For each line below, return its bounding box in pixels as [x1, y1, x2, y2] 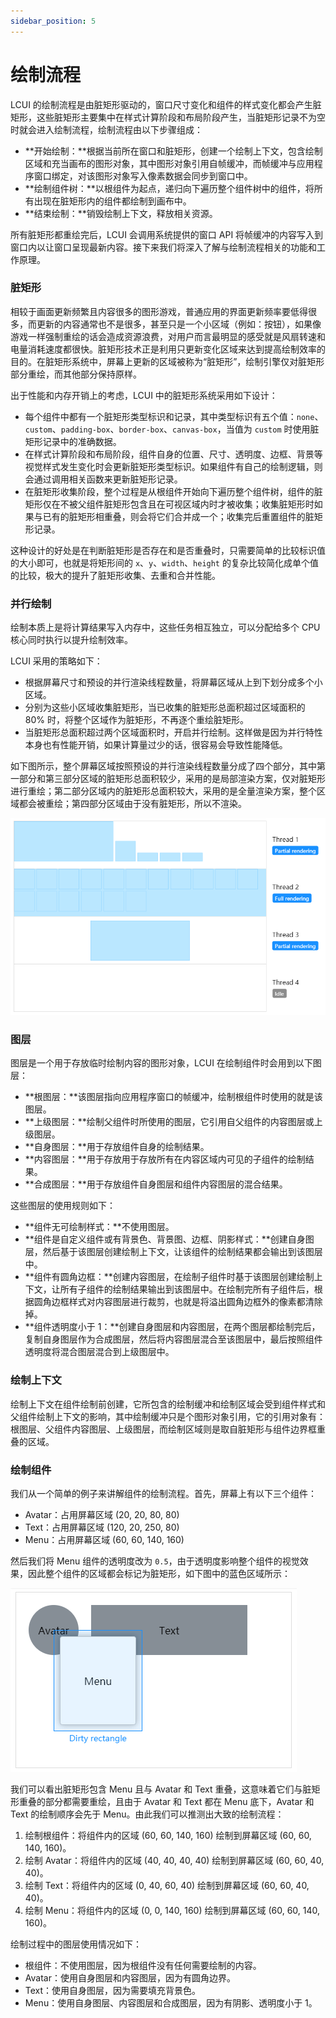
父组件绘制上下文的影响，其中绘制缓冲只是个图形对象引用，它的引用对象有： [10, 1410, 326, 1422]
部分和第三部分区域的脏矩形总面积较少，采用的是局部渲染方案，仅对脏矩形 [18, 773, 326, 785]
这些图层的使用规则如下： [10, 1200, 116, 1212]
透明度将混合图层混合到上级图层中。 [24, 1346, 175, 1358]
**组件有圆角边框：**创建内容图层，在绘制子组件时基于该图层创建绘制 [24, 1271, 315, 1283]
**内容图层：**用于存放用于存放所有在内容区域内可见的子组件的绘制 [24, 1153, 306, 1165]
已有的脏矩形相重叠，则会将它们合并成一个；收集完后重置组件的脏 [42, 510, 315, 522]
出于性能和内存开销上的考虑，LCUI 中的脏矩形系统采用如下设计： [10, 389, 278, 401]
